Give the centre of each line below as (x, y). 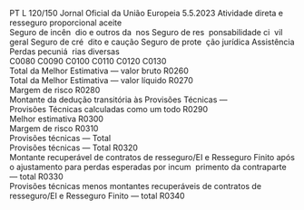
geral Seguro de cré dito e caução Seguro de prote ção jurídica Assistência (152, 42)
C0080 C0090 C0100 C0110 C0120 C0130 (88, 61)
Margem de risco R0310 (54, 129)
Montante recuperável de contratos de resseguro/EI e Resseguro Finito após (152, 157)
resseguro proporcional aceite (66, 23)
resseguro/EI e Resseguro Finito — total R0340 (97, 196)
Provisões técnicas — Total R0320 (74, 148)
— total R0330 (36, 177)
